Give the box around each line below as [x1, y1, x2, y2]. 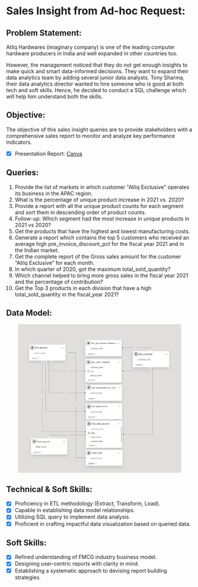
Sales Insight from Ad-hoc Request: [6, 4, 186, 18]
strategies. [14, 573, 41, 580]
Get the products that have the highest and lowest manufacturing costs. [14, 228, 190, 235]
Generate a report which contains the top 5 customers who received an [14, 233, 190, 241]
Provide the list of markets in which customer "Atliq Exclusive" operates [14, 183, 190, 191]
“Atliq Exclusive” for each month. [14, 259, 95, 266]
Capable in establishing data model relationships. [14, 507, 135, 514]
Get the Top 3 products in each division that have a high [14, 284, 152, 292]
